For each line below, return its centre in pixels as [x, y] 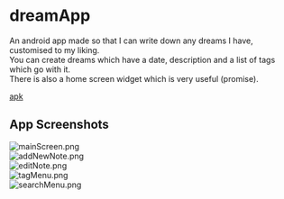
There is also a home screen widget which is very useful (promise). [134, 78]
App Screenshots [60, 125]
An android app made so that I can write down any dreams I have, [132, 41]
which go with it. [40, 69]
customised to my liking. [55, 50]
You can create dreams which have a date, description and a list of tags [142, 59]
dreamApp [50, 16]
